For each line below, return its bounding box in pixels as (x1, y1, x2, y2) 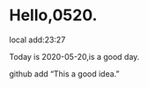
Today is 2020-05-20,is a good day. (9, 51, 140, 62)
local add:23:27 (9, 34, 66, 45)
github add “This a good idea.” (9, 68, 120, 79)
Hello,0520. (9, 5, 98, 26)
